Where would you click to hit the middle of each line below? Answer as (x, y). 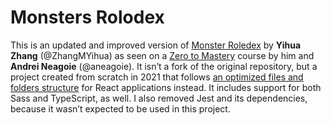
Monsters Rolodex (87, 17)
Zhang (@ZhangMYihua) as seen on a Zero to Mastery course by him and (162, 55)
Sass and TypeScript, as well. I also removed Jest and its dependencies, (159, 98)
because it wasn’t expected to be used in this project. (120, 108)
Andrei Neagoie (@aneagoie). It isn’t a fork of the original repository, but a (164, 66)
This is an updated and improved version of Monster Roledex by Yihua (156, 45)
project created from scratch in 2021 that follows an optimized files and (157, 77)
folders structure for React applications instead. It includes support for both (166, 87)
